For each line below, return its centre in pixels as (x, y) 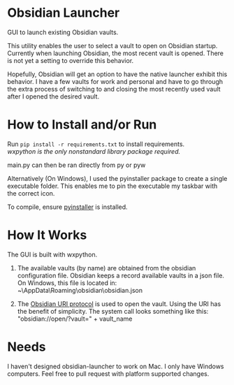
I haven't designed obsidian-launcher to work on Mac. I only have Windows (116, 366)
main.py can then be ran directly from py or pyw (76, 165)
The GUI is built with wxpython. (52, 254)
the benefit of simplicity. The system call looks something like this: (113, 311)
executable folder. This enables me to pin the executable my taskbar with (112, 186)
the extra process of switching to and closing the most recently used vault (114, 89)
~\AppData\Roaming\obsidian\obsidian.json (80, 290)
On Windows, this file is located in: (67, 283)
